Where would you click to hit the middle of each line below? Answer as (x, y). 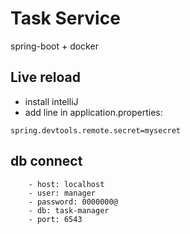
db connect (46, 161)
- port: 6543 (55, 219)
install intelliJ (51, 101)
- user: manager (62, 193)
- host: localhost (66, 184)
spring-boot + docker (54, 46)
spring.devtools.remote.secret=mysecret (96, 130)
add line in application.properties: (93, 112)
